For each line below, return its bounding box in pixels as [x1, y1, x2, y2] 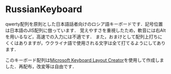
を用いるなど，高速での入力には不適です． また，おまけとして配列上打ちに [5, 33, 162, 40]
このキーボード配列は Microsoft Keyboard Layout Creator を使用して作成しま [5, 57, 164, 63]
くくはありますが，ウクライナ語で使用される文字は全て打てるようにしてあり [5, 40, 166, 46]
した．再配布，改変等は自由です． [5, 63, 77, 69]
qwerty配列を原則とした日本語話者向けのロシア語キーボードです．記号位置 [5, 21, 163, 27]
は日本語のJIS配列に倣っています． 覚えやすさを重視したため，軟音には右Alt [5, 27, 166, 33]
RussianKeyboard [5, 4, 83, 15]
